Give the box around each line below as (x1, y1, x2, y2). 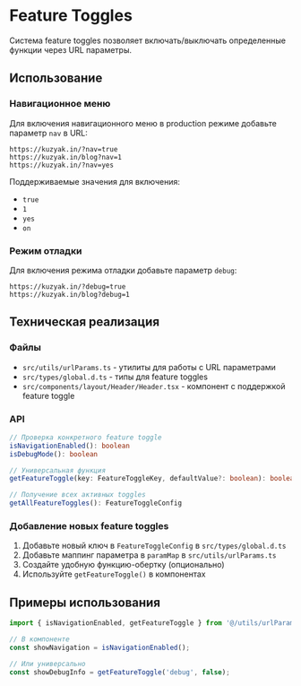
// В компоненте (9, 635, 70, 644)
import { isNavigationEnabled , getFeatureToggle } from (9, 619, 222, 628)
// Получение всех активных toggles (9, 491, 146, 499)
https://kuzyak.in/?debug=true (9, 282, 126, 291)
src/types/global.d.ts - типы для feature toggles (21, 371, 209, 382)
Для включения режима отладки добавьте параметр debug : (9, 265, 237, 275)
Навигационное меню (9, 98, 111, 110)
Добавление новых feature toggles (9, 519, 169, 532)
